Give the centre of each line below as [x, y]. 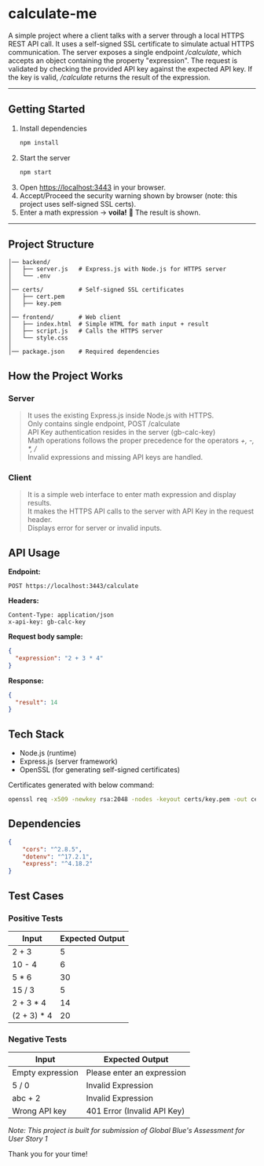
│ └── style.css [38, 338]
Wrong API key [39, 1111]
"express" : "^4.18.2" [57, 864]
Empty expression [45, 1072]
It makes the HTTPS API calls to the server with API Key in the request [140, 511]
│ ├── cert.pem [37, 297]
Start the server [45, 157]
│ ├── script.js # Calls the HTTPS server [86, 331]
